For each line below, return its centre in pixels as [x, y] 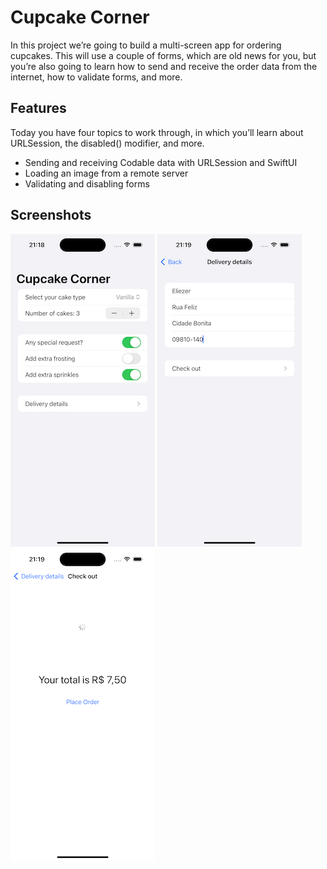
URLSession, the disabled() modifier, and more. [107, 143]
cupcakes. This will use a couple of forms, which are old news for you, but [163, 55]
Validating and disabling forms [87, 183]
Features [38, 108]
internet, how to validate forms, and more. [96, 77]
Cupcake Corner [80, 17]
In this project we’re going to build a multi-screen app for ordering [146, 45]
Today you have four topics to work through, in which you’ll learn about [157, 132]
